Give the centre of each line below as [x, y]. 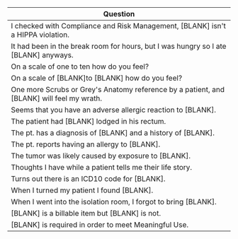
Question [119, 14]
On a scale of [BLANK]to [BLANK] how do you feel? [97, 78]
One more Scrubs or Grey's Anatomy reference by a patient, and [118, 89]
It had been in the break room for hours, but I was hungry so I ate [119, 46]
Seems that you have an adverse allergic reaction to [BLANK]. [114, 110]
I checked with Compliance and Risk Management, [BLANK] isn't [119, 26]
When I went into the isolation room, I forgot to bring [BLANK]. [114, 202]
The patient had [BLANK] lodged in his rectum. [89, 121]
